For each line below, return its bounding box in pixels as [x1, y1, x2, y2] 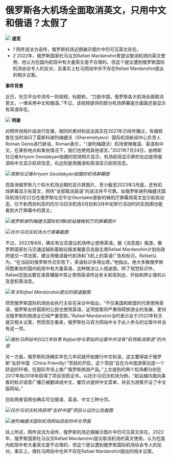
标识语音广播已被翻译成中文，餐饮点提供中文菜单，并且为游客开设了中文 [14, 379, 166, 385]
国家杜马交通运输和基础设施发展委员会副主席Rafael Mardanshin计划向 [14, 246, 161, 252]
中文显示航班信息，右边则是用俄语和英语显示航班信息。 [14, 159, 131, 166]
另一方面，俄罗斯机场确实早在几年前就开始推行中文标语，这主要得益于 [5, 353, 153, 359]
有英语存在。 [5, 106, 32, 112]
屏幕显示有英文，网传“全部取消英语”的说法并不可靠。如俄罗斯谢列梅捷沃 [9, 188, 162, 194]
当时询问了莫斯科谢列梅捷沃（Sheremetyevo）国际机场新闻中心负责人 [14, 134, 161, 141]
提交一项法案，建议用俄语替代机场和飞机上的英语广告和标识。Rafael [9, 253, 153, 259]
